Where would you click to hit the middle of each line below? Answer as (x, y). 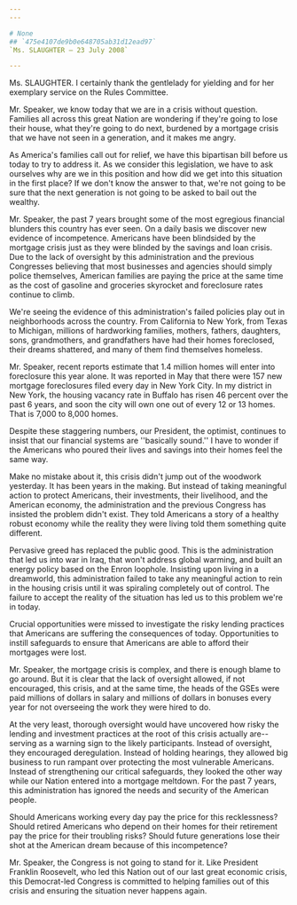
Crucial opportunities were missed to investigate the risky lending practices (147, 624)
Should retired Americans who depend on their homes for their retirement (143, 827)
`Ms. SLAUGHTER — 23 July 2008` (69, 50)
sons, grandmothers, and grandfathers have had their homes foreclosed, (142, 340)
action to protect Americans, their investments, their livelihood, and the (139, 496)
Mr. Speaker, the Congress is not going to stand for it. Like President (134, 862)
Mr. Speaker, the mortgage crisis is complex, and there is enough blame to (145, 670)
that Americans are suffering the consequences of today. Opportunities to (144, 633)
